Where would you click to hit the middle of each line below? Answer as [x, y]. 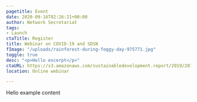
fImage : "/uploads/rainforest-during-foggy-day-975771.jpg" [81, 50]
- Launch [17, 33]
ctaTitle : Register [30, 38]
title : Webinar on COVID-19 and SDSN [52, 44]
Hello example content [33, 93]
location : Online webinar [38, 71]
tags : [13, 28]
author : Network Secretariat [42, 22]
